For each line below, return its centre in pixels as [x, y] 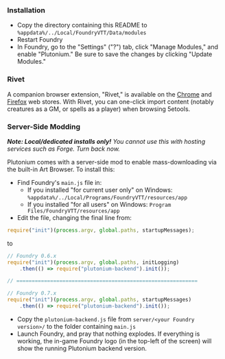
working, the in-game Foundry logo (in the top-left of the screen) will [114, 341]
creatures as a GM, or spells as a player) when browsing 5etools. [99, 109]
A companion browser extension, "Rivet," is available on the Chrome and [110, 94]
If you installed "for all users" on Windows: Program [99, 204]
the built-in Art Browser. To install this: [61, 169]
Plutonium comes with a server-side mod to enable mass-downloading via [112, 162]
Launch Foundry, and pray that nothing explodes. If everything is [108, 334]
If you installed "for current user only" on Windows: [100, 190]
